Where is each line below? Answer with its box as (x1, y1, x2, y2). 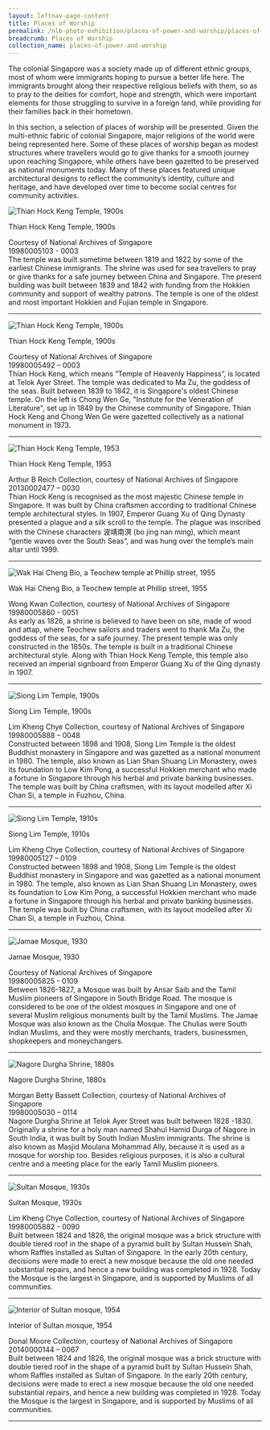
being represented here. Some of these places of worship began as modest (8, 139, 259, 149)
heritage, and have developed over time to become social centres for (8, 182, 237, 192)
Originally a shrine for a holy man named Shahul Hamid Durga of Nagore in (8, 1125, 256, 1134)
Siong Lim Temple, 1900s (8, 707, 92, 716)
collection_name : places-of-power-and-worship (8, 42, 167, 50)
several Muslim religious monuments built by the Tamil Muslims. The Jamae (8, 1010, 259, 1020)
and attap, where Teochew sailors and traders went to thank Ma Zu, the (8, 625, 245, 635)
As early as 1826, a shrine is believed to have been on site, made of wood (8, 616, 252, 626)
